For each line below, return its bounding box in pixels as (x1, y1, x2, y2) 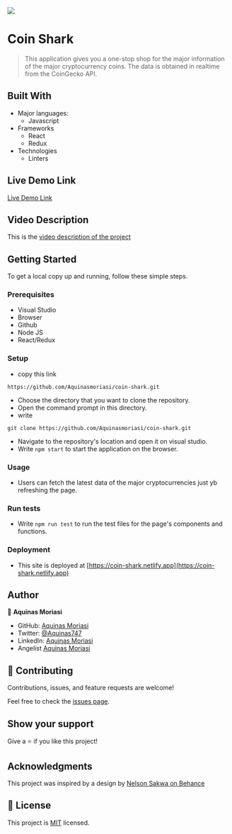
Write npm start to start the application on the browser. (17, 444, 178, 453)
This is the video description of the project (7, 232, 131, 241)
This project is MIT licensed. (7, 818, 90, 827)
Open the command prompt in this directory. (17, 403, 147, 412)
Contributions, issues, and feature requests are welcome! (7, 684, 175, 692)
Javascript (28, 116, 59, 125)
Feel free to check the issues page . (7, 697, 110, 706)
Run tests (7, 504, 41, 513)
